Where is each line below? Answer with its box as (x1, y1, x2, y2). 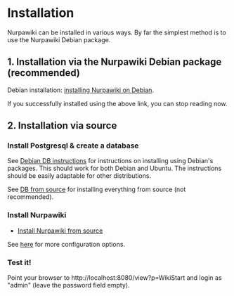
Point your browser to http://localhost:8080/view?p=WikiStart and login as (7, 274, 223, 282)
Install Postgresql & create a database (7, 141, 139, 150)
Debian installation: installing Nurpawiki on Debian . (7, 86, 155, 94)
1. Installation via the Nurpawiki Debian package (7, 56, 222, 68)
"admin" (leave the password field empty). (7, 281, 130, 290)
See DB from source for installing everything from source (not (7, 185, 186, 194)
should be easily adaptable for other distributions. (7, 172, 152, 180)
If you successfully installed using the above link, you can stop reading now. (7, 99, 228, 108)
